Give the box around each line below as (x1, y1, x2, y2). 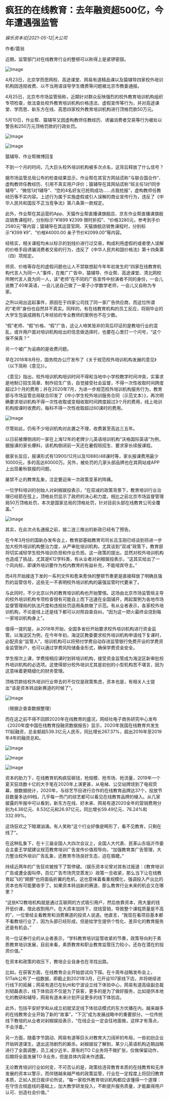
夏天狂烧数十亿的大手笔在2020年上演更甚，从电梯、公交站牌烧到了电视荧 (5, 781, 157, 787)
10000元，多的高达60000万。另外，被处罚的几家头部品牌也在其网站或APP (5, 459, 160, 465)
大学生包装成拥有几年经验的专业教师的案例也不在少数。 (5, 311, 120, 318)
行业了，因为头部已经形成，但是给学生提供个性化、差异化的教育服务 (22, 918, 164, 924)
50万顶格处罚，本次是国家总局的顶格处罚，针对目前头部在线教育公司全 (9, 499, 156, 506)
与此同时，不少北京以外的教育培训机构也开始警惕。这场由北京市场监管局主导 (5, 590, 164, 596)
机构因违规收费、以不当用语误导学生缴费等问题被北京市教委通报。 (5, 83, 142, 89)
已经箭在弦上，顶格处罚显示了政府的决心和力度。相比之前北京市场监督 (9, 493, 155, 499)
